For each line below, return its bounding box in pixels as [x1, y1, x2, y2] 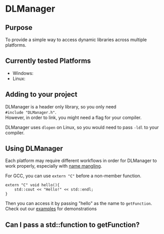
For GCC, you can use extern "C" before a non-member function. [5, 173, 142, 179]
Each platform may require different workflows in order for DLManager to [5, 158, 157, 164]
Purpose [5, 23, 33, 32]
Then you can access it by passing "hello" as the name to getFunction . [5, 201, 152, 207]
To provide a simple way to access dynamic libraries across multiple [5, 36, 147, 43]
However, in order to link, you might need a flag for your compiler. [5, 114, 142, 121]
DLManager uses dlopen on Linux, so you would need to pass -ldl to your [5, 124, 159, 130]
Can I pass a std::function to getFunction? [5, 220, 140, 229]
